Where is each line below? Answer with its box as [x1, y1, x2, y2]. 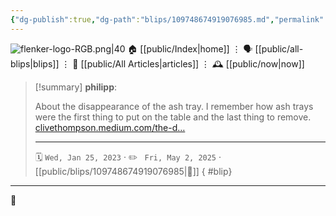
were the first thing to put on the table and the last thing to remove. [34, 111, 312, 123]
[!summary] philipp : [34, 81, 118, 93]
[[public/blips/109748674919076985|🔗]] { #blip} [34, 165, 233, 177]
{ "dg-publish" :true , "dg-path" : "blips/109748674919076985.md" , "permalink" [10, 14, 325, 25]
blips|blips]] [10, 57, 60, 70]
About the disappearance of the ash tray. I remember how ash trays [34, 100, 314, 112]
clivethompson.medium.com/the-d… [34, 121, 186, 133]
